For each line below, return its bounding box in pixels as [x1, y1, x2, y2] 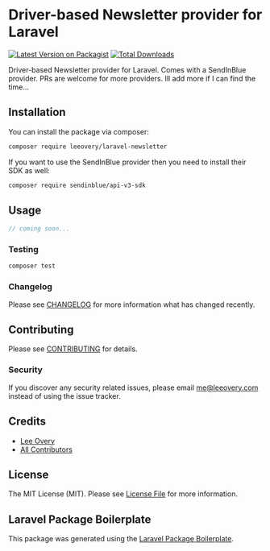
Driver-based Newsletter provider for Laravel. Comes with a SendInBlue [8, 64, 247, 74]
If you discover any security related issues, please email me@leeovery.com [8, 383, 259, 392]
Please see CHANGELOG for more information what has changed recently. [8, 300, 255, 309]
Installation [8, 106, 66, 119]
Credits [8, 415, 47, 429]
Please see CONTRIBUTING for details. [8, 344, 139, 354]
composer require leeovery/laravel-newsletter [8, 143, 168, 151]
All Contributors [19, 445, 73, 454]
